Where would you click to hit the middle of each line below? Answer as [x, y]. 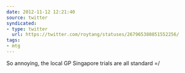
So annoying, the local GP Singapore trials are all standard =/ [83, 63]
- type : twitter [27, 29]
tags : [13, 40]
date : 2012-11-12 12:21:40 [41, 12]
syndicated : [21, 23]
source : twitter [27, 18]
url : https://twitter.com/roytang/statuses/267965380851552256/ [96, 35]
